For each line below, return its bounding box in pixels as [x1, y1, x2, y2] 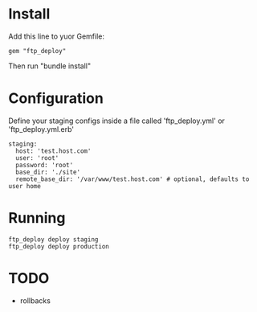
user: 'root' [15, 154, 59, 162]
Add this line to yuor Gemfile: [8, 31, 105, 41]
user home [8, 182, 42, 190]
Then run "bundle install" [8, 61, 92, 71]
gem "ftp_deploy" [8, 47, 67, 55]
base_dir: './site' [15, 168, 81, 176]
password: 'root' [15, 161, 74, 169]
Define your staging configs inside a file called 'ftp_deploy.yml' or [8, 116, 225, 125]
